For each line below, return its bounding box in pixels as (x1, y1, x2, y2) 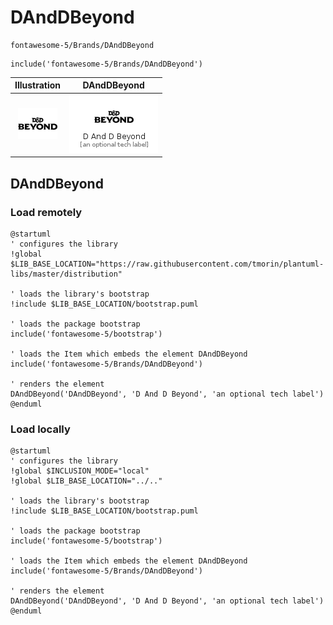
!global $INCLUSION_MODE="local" (10, 466, 150, 476)
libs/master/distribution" (10, 269, 123, 279)
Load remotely (10, 205, 83, 219)
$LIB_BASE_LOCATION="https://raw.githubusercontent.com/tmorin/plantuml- (10, 259, 325, 269)
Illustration (14, 79, 62, 91)
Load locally (10, 422, 71, 436)
